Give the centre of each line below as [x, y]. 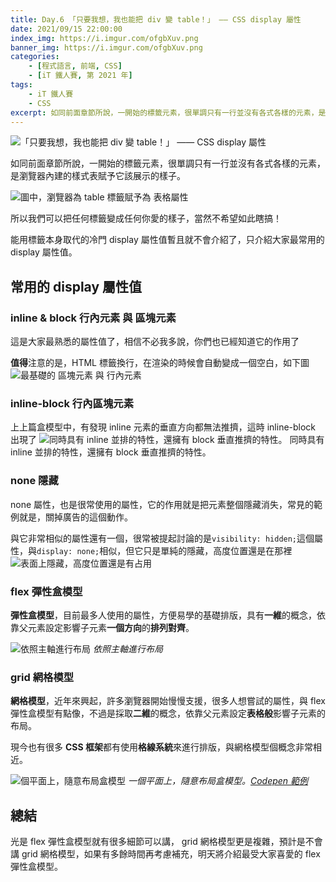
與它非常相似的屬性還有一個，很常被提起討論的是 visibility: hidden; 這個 [162, 538]
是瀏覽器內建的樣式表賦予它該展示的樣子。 [98, 176]
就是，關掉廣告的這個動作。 [75, 517]
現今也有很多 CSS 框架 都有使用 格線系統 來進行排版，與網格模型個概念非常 [161, 747]
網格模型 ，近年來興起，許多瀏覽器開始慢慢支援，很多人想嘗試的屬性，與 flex [168, 701]
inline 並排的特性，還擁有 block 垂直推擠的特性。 [111, 452]
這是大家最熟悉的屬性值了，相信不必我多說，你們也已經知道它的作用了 [155, 342]
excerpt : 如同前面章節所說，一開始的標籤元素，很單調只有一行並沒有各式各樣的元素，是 [168, 112]
